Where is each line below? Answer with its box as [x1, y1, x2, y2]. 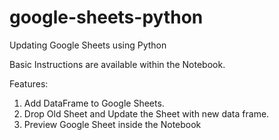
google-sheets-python [9, 6, 204, 29]
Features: [9, 77, 49, 90]
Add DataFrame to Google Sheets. [23, 97, 165, 109]
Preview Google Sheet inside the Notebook [23, 118, 202, 130]
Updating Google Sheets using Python [9, 39, 167, 51]
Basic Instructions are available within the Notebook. [9, 58, 226, 70]
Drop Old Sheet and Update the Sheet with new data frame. [23, 107, 270, 120]
